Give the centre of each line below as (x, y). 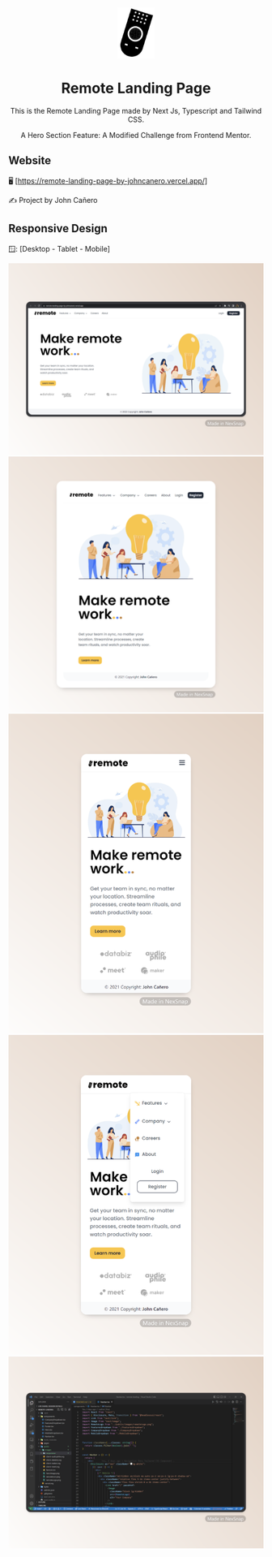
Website (30, 161)
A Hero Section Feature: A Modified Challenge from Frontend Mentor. (136, 135)
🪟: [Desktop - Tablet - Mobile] (59, 248)
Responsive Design (58, 229)
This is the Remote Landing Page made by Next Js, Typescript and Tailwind (136, 110)
